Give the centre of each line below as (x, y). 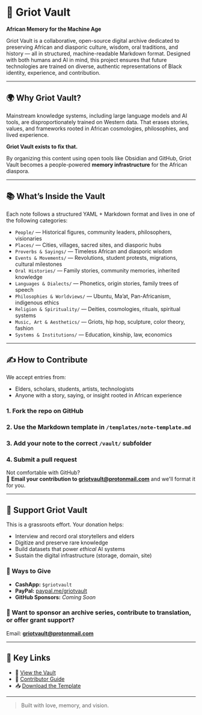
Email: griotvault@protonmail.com (50, 633)
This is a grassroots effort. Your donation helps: (65, 524)
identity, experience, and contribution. (54, 72)
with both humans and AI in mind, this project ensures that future (87, 60)
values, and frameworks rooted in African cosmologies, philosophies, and (97, 128)
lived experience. (28, 134)
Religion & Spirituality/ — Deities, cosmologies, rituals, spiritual (97, 309)
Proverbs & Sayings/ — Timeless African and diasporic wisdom (93, 251)
